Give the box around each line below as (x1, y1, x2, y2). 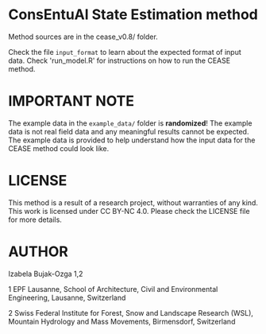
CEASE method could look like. (8, 143, 110, 153)
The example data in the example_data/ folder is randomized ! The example (8, 118, 253, 128)
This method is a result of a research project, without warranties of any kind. (8, 197, 258, 208)
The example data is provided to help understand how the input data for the (8, 135, 256, 145)
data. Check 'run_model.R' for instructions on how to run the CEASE (8, 56, 231, 65)
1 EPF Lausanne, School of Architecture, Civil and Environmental (8, 284, 218, 293)
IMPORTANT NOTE (8, 92, 135, 111)
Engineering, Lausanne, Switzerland (8, 293, 126, 302)
